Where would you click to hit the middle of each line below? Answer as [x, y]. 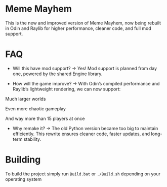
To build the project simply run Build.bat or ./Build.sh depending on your [83, 174]
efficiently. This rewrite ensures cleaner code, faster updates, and [81, 134]
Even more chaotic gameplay [35, 108]
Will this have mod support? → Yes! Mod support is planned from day [85, 68]
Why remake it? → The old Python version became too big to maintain [85, 128]
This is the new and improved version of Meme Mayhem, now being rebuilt [83, 23]
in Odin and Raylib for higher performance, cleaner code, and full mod [78, 28]
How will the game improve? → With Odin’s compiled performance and [86, 83]
